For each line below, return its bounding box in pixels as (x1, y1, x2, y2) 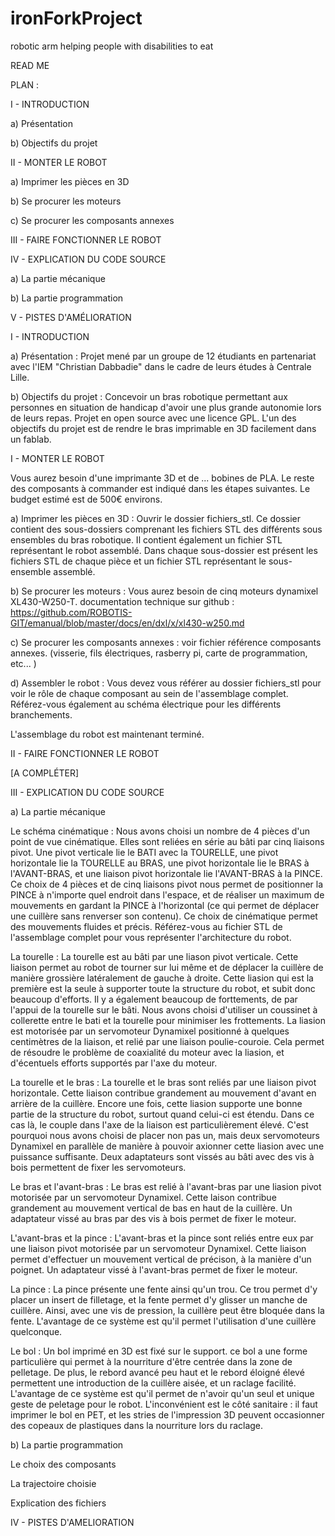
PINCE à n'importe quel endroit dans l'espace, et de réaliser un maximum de (10, 888, 325, 901)
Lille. (10, 371, 30, 383)
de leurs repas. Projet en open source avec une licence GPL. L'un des (10, 412, 297, 424)
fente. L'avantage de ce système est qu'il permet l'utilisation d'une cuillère (10, 1315, 317, 1327)
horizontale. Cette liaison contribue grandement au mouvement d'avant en (10, 1087, 317, 1099)
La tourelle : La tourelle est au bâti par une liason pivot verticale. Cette (10, 950, 299, 962)
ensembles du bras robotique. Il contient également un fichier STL (10, 533, 283, 546)
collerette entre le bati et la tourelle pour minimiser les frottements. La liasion (10, 1014, 327, 1026)
